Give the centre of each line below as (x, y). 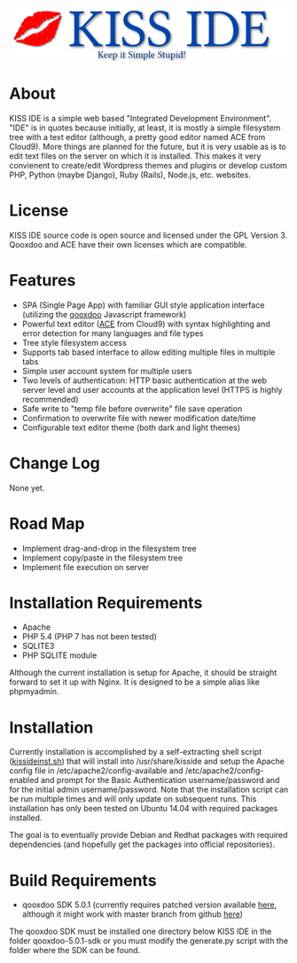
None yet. (27, 488)
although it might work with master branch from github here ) (133, 914)
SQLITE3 (38, 646)
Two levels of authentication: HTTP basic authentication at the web (145, 380)
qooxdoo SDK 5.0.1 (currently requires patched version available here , (149, 905)
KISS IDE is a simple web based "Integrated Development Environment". (141, 118)
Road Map (47, 524)
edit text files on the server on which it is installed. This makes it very (135, 156)
